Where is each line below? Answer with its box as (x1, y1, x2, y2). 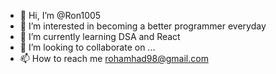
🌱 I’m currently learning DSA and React (19, 31, 181, 42)
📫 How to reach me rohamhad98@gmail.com (19, 53, 209, 64)
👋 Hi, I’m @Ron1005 (19, 10, 102, 21)
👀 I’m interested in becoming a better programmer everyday (19, 20, 267, 32)
